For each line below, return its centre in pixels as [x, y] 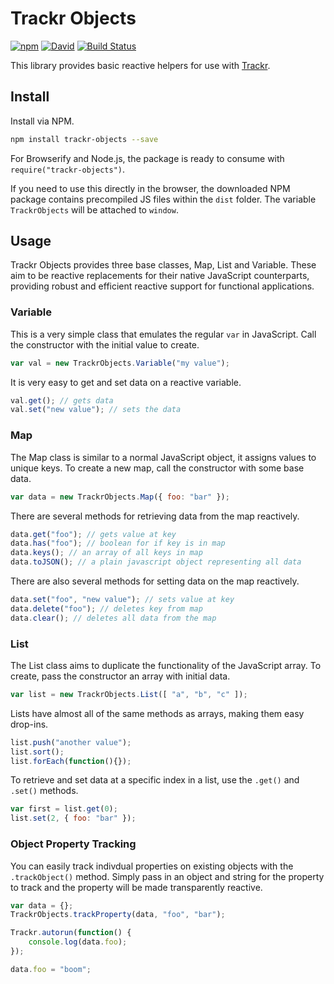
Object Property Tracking [73, 844]
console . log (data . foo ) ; [78, 942]
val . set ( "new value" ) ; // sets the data [96, 410]
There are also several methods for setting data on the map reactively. [155, 581]
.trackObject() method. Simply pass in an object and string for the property [167, 876]
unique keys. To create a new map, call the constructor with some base [157, 468]
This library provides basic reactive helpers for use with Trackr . [140, 65]
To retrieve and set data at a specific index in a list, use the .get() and [155, 780]
